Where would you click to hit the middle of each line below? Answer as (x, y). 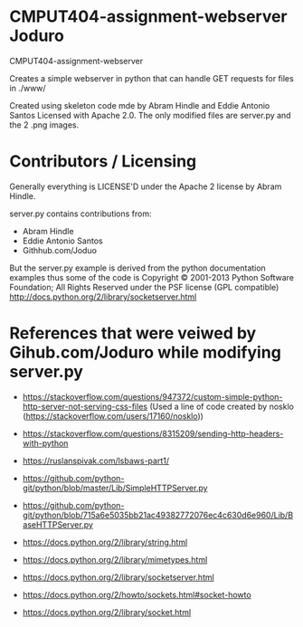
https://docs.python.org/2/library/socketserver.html (118, 577)
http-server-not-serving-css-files (85, 406)
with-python (45, 443)
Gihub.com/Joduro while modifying (146, 352)
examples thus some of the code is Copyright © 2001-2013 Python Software (152, 277)
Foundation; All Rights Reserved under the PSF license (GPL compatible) (144, 287)
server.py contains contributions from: (80, 214)
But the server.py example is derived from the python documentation (138, 268)
